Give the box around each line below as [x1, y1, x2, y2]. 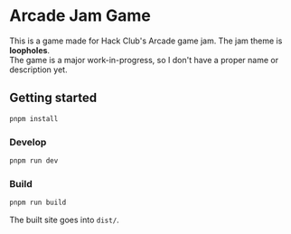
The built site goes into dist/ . [9, 214, 119, 225]
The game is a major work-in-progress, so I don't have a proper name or [9, 54, 278, 65]
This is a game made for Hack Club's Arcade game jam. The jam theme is [9, 35, 283, 46]
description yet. [9, 64, 68, 75]
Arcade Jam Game [9, 5, 151, 26]
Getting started [9, 90, 98, 106]
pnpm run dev [9, 155, 59, 165]
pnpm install [9, 114, 59, 123]
